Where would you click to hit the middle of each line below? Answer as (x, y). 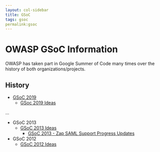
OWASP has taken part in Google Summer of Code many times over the (80, 64)
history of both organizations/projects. (45, 69)
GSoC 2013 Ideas (38, 128)
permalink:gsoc (21, 24)
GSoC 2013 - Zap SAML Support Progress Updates (81, 133)
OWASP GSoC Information (62, 49)
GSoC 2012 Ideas (38, 144)
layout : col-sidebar (27, 10)
